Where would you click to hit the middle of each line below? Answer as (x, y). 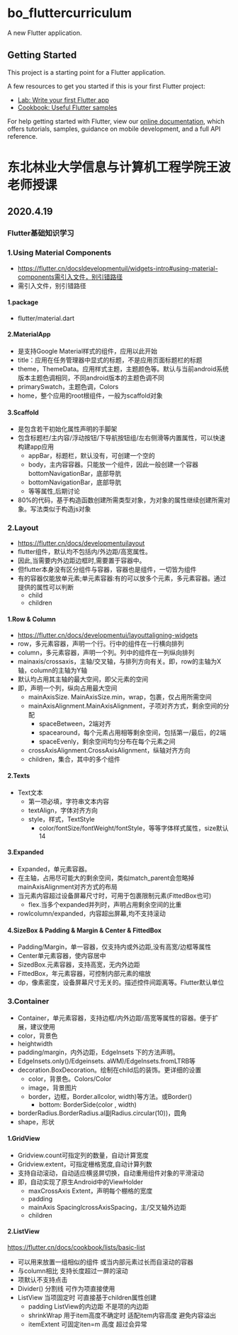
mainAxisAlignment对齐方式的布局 (68, 887)
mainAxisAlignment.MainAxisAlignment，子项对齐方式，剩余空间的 (125, 706)
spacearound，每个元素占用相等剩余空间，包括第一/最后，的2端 (132, 732)
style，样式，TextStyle (61, 819)
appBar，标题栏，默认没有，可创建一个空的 (91, 456)
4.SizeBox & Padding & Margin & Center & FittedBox (84, 930)
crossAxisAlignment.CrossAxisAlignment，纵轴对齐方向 (109, 750)
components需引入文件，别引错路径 (70, 277)
